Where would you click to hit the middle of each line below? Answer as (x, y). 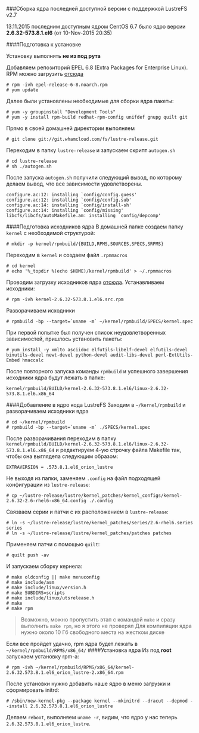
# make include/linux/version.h (46, 587)
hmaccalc (33, 360)
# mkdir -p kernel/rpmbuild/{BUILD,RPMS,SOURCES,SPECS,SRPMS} (85, 244)
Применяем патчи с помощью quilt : (53, 544)
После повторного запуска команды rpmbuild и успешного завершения (97, 371)
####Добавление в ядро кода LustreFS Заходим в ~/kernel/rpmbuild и (96, 405)
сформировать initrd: (33, 690)
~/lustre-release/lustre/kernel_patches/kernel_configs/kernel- (101, 496)
